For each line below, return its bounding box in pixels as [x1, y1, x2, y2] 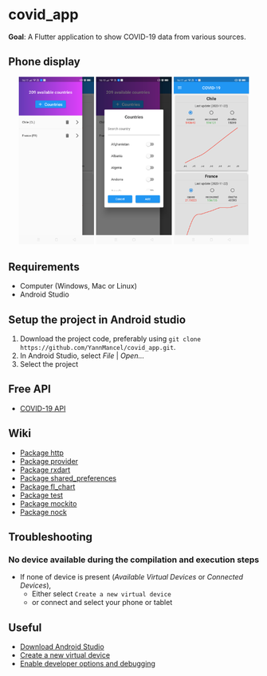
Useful [8, 620, 42, 635]
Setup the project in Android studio [8, 312, 186, 326]
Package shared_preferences [19, 473, 117, 483]
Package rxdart [19, 465, 71, 474]
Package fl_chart [19, 481, 76, 491]
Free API [8, 383, 52, 396]
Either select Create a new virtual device [31, 589, 171, 599]
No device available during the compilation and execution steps [8, 554, 260, 565]
